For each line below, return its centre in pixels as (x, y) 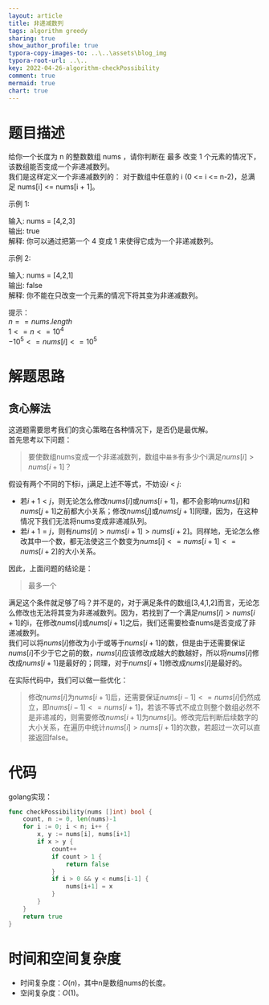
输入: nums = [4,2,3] (42, 221)
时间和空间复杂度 (65, 959)
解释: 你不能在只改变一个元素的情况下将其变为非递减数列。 (105, 295)
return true (43, 916)
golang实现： (31, 797)
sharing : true (32, 38)
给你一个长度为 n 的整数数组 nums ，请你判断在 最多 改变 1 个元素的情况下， (134, 157)
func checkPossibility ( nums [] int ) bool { (80, 812)
